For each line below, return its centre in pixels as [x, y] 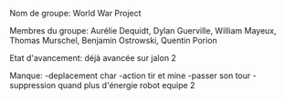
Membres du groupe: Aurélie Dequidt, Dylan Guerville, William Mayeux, [143, 30]
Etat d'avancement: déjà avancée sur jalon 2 [93, 58]
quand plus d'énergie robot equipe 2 [127, 85]
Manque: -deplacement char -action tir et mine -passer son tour [130, 75]
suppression [33, 85]
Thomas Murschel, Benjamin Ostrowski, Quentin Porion [113, 40]
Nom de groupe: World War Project [75, 13]
